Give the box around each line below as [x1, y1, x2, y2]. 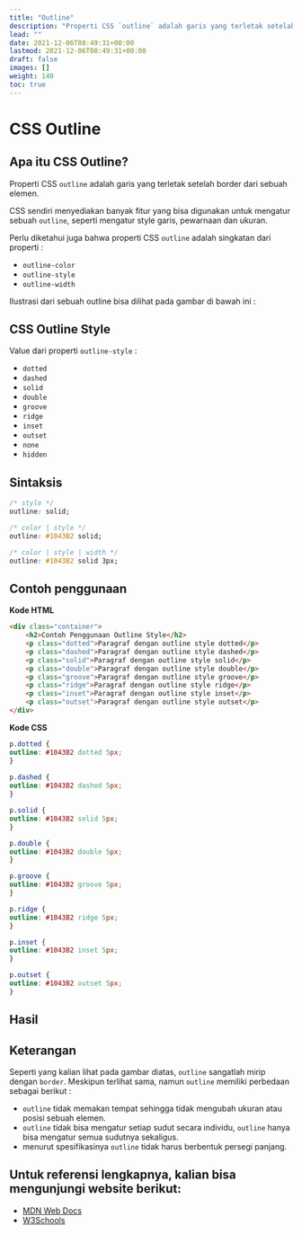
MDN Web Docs [22, 1205, 83, 1216]
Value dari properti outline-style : [9, 345, 138, 356]
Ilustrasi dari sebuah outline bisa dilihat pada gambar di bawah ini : [9, 296, 256, 306]
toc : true [9, 80, 47, 89]
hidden [22, 450, 48, 459]
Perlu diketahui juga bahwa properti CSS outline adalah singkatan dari [9, 232, 271, 243]
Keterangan [9, 1043, 76, 1058]
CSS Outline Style [9, 322, 111, 337]
